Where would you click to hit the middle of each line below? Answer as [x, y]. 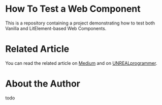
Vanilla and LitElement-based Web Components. [56, 28]
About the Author [43, 84]
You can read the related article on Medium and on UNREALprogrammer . [81, 63]
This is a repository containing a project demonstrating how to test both [80, 23]
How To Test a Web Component [73, 9]
